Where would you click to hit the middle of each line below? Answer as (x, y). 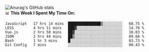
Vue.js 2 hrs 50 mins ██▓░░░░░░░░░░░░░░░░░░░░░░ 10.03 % (75, 32)
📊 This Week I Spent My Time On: (40, 13)
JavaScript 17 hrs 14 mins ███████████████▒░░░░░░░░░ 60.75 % (75, 24)
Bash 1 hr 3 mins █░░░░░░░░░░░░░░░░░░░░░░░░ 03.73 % (75, 41)
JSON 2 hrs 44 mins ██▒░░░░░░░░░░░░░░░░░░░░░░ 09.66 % (75, 36)
